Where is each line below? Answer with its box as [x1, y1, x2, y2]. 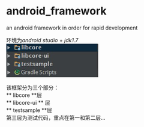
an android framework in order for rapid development [6, 24, 138, 31]
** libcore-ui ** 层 [6, 99, 50, 106]
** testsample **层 [6, 107, 53, 114]
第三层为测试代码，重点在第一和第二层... [6, 114, 106, 121]
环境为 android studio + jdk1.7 [6, 36, 79, 43]
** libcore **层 [6, 91, 42, 99]
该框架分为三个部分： [6, 84, 59, 91]
